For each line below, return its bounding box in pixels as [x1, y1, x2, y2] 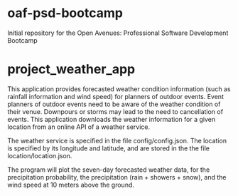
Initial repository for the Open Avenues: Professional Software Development [7, 29, 229, 37]
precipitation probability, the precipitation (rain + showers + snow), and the [7, 172, 227, 181]
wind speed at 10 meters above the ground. [7, 180, 135, 189]
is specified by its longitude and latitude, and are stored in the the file [7, 144, 210, 153]
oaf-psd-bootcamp [7, 5, 123, 21]
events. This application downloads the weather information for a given [7, 115, 215, 123]
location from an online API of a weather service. [7, 123, 151, 131]
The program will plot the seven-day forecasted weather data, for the [7, 165, 210, 174]
